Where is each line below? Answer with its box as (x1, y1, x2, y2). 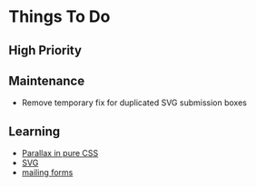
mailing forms (21, 167, 74, 178)
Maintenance (8, 73, 85, 88)
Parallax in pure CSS (21, 148, 99, 159)
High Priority (8, 43, 83, 58)
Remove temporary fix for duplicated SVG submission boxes (21, 97, 247, 108)
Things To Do (8, 6, 111, 27)
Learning (8, 123, 61, 139)
